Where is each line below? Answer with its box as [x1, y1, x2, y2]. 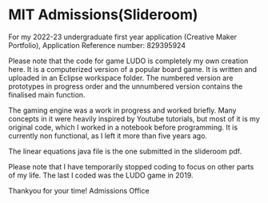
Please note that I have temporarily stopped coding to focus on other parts [8, 161, 254, 171]
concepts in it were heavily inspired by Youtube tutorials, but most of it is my [8, 113, 260, 123]
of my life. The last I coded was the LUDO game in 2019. [8, 170, 194, 180]
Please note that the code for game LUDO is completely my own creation [8, 56, 249, 66]
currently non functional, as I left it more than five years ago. [8, 130, 208, 141]
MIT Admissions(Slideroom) [8, 6, 198, 24]
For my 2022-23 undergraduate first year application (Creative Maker [8, 32, 238, 42]
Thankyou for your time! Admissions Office [8, 185, 150, 195]
